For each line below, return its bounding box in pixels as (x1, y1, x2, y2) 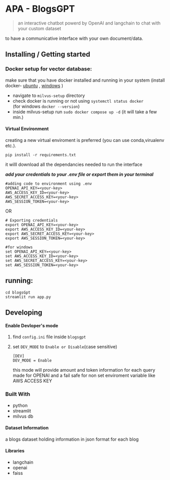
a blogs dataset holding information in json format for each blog (5, 436, 139, 442)
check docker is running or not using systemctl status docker (12, 98, 144, 104)
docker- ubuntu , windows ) (5, 82, 64, 88)
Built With (5, 391, 31, 398)
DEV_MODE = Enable (12, 358, 52, 363)
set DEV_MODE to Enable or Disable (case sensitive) (12, 344, 118, 350)
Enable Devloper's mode (5, 322, 59, 328)
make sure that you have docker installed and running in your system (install (5, 77, 165, 83)
